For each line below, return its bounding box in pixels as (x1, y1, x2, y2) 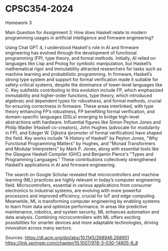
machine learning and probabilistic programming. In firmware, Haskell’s (5, 71, 152, 77)
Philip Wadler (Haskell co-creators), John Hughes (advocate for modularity (5, 124, 160, 131)
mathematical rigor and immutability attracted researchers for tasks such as (5, 66, 162, 72)
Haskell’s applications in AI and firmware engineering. (5, 162, 116, 168)
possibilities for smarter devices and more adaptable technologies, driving (5, 219, 158, 225)
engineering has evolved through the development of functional (5, 50, 137, 56)
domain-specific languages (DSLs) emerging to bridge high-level (5, 113, 139, 119)
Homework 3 (5, 20, 32, 26)
